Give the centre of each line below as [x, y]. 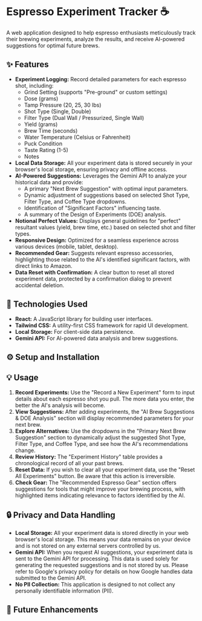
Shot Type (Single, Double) [58, 111]
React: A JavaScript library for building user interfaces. [84, 319]
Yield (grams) [41, 124]
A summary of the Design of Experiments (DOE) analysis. [95, 214]
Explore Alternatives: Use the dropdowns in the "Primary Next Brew [100, 431]
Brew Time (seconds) [51, 130]
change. [25, 450]
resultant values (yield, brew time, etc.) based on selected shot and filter [105, 227]
